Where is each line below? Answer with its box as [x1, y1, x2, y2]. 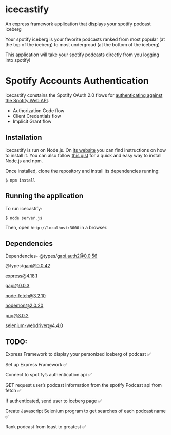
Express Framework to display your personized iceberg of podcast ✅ [5, 351, 151, 357]
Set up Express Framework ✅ [5, 361, 68, 368]
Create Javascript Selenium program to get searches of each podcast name [5, 408, 166, 414]
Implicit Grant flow [12, 118, 52, 124]
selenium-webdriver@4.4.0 [5, 322, 63, 329]
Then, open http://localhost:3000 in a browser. [5, 224, 108, 230]
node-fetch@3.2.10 [5, 293, 46, 299]
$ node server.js [5, 215, 43, 221]
